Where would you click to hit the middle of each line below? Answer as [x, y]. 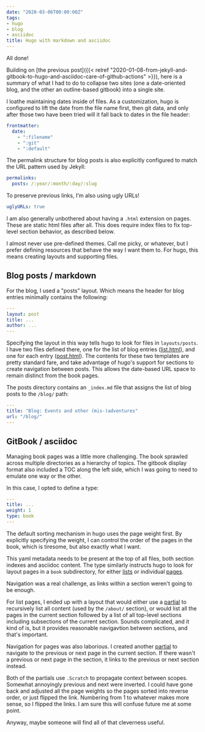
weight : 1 [19, 510]
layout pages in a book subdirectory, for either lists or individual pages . [95, 571]
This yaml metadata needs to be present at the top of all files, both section [100, 558]
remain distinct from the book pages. [53, 376]
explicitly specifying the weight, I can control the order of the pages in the [99, 540]
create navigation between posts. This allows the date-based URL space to [101, 369]
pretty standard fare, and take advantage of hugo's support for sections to [100, 362]
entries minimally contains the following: [57, 297]
